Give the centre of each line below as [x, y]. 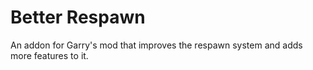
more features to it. [49, 55]
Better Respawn [78, 17]
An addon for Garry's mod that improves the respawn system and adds [156, 45]
